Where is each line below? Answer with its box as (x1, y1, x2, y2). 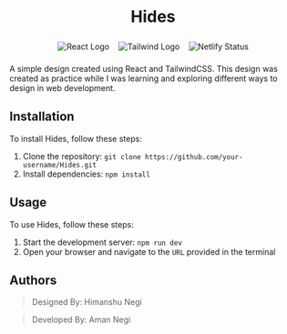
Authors (9, 272, 57, 288)
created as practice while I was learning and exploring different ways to (9, 73, 278, 84)
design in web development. (9, 82, 116, 93)
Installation (9, 109, 75, 125)
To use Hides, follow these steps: (9, 218, 134, 229)
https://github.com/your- (144, 152, 243, 161)
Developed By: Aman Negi (31, 314, 131, 325)
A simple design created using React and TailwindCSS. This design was (9, 63, 278, 74)
